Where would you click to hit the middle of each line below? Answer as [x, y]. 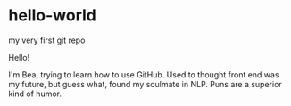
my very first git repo [47, 40]
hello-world [53, 16]
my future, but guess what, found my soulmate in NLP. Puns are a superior [145, 84]
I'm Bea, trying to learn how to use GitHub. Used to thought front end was [144, 74]
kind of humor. [35, 94]
